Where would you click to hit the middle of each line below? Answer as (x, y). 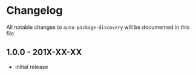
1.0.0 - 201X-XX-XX (44, 52)
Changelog (34, 10)
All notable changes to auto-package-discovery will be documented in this (98, 27)
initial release (31, 67)
